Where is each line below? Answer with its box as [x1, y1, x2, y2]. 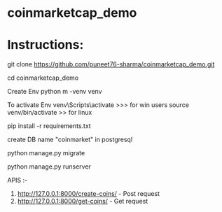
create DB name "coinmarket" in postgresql [7, 135, 133, 144]
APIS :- [7, 176, 28, 185]
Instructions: [7, 37, 84, 53]
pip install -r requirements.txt [7, 122, 91, 130]
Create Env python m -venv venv [7, 87, 103, 96]
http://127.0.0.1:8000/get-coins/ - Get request [17, 197, 148, 206]
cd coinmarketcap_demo [7, 73, 79, 82]
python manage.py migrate [7, 149, 85, 157]
